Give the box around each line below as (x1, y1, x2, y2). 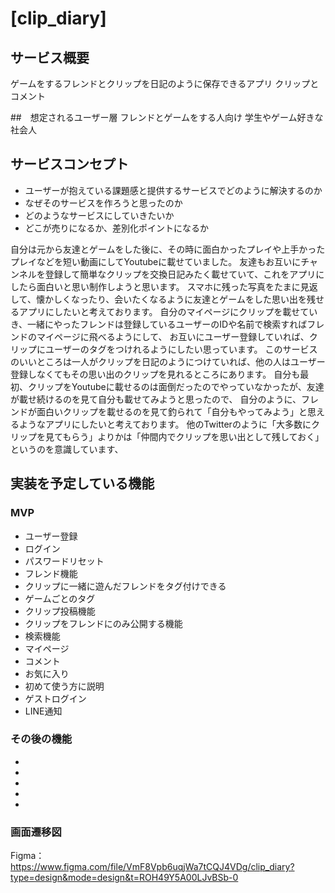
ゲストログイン (24, 692, 87, 704)
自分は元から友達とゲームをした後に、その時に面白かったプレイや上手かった (10, 243, 326, 255)
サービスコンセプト (10, 156, 129, 173)
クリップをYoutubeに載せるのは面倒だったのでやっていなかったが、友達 (27, 380, 325, 392)
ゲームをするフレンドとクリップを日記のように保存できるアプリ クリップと (10, 78, 320, 89)
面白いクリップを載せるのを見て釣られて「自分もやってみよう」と (36, 405, 308, 417)
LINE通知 (24, 705, 63, 717)
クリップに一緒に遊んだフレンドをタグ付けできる (24, 580, 227, 592)
